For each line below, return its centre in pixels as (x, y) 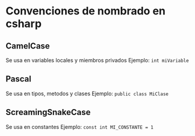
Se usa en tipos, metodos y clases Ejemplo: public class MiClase (87, 93)
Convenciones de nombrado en (86, 11)
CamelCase (28, 46)
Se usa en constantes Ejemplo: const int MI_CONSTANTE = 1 (80, 126)
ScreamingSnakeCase (48, 112)
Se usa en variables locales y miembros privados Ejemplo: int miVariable (97, 60)
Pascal (18, 79)
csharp (24, 24)
